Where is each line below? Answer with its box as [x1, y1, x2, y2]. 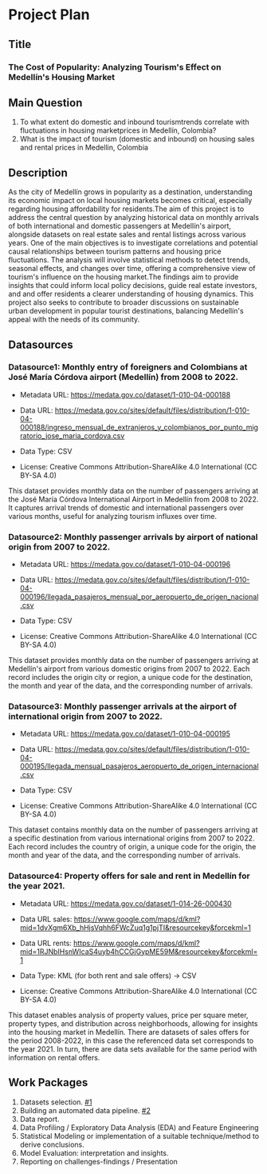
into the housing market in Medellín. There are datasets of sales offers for [8, 1027, 249, 1036]
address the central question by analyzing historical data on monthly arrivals [8, 213, 259, 222]
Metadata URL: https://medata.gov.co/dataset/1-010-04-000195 [19, 729, 231, 739]
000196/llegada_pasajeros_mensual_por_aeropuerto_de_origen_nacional [19, 592, 259, 601]
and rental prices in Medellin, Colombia [19, 142, 149, 153]
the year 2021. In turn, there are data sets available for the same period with [8, 1044, 257, 1053]
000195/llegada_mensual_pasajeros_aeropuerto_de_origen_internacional [19, 761, 259, 771]
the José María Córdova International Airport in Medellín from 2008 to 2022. [8, 494, 259, 504]
